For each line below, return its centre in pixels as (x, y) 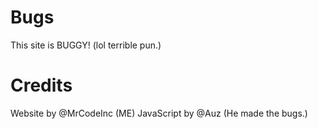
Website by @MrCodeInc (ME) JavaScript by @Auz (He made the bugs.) (159, 113)
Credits (41, 85)
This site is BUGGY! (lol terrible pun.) (86, 45)
